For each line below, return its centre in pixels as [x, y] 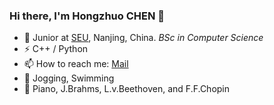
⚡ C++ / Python [56, 49]
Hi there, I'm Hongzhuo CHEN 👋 [87, 16]
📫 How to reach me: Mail [76, 64]
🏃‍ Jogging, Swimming [69, 78]
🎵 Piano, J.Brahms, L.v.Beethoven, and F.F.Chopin [127, 89]
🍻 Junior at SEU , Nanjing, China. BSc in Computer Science [143, 38]
